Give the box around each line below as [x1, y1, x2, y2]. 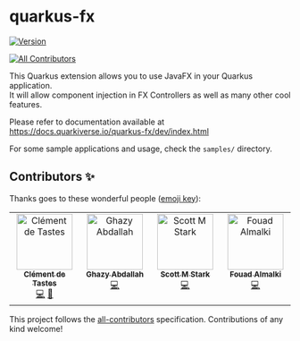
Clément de [23, 269, 66, 279]
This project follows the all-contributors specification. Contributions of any [9, 313, 284, 324]
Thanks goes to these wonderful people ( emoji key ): [9, 192, 202, 203]
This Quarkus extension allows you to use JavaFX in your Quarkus [9, 70, 253, 81]
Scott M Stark [160, 269, 211, 279]
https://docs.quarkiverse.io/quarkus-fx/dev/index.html [9, 125, 210, 136]
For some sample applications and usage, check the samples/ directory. [9, 143, 272, 154]
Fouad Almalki [229, 269, 282, 279]
